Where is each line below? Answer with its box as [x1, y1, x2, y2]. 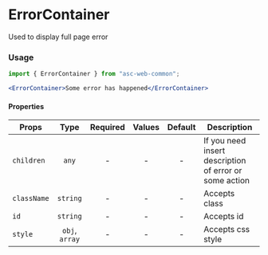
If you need [203, 135, 246, 147]
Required [89, 122, 125, 133]
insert [203, 145, 226, 156]
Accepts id [203, 211, 244, 222]
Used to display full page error [8, 32, 108, 41]
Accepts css [203, 224, 250, 235]
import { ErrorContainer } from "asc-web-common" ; [8, 70, 180, 78]
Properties [8, 101, 45, 111]
